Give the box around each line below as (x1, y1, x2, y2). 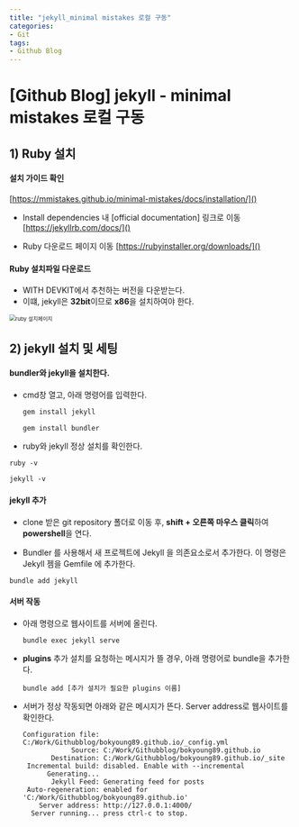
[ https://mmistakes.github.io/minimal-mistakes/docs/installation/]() (9, 193, 258, 204)
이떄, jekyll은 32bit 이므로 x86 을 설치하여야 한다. (22, 296, 195, 307)
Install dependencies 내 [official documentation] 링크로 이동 (22, 212, 241, 223)
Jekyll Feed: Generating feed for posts (50, 777, 204, 786)
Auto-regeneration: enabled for (26, 785, 149, 794)
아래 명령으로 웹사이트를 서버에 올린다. (22, 618, 158, 629)
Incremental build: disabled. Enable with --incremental (26, 761, 245, 770)
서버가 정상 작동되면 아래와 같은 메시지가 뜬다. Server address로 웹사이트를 (22, 700, 288, 712)
